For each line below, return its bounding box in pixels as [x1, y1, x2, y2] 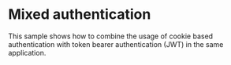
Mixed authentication [8, 5, 151, 23]
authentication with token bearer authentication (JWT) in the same [8, 39, 224, 49]
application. [8, 48, 47, 57]
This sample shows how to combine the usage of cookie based [8, 31, 214, 41]
